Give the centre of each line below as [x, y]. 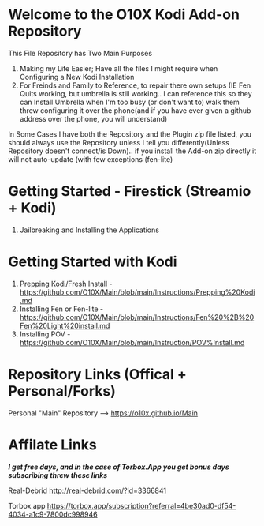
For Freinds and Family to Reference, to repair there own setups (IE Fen [135, 85]
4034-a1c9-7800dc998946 [53, 514]
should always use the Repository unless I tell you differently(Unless [119, 142]
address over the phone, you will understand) [93, 118]
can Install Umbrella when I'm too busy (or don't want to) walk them [130, 102]
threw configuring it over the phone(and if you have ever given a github [135, 110]
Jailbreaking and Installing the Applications [89, 230]
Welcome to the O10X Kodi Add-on [124, 15]
